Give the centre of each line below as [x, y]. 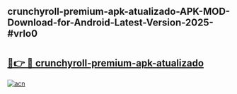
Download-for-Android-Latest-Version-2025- [110, 23]
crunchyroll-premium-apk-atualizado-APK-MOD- [119, 12]
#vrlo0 [22, 34]
